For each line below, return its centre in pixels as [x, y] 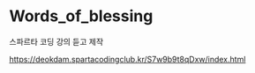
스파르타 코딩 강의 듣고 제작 [56, 41]
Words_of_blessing [81, 16]
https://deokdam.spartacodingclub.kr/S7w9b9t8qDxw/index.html [127, 59]
